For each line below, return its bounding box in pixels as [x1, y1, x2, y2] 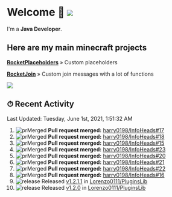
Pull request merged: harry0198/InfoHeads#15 [48, 139, 165, 147]
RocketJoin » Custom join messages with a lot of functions [7, 70, 154, 77]
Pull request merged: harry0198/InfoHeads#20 [48, 152, 166, 159]
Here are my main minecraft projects [7, 43, 147, 53]
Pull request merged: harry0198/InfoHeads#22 [48, 165, 166, 172]
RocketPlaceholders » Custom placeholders [7, 58, 118, 65]
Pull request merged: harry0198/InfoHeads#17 [48, 126, 165, 134]
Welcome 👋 [7, 5, 65, 19]
